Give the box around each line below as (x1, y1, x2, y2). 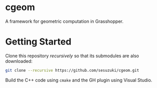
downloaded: (5, 58, 33, 64)
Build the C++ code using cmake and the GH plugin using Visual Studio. (5, 77, 152, 83)
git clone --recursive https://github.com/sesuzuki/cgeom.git (5, 68, 139, 73)
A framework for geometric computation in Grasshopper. (5, 18, 124, 24)
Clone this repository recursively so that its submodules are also (5, 53, 139, 59)
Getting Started (5, 36, 72, 48)
